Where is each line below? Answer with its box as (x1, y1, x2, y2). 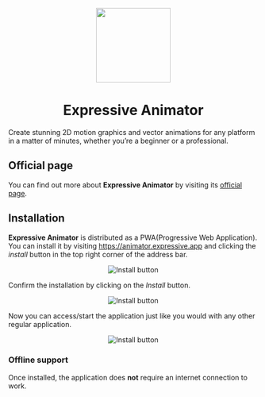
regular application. (8, 319, 71, 329)
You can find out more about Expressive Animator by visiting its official (8, 179, 243, 190)
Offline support (8, 354, 69, 365)
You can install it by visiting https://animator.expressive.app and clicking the (8, 241, 256, 250)
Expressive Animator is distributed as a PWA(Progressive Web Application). (8, 233, 258, 242)
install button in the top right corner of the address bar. (8, 249, 188, 259)
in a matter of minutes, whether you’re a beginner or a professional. (8, 136, 229, 145)
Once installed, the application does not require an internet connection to (8, 372, 248, 382)
